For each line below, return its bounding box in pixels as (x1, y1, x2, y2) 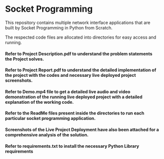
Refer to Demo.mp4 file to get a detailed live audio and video (5, 89, 131, 94)
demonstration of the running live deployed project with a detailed (5, 94, 143, 100)
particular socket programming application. (5, 115, 96, 121)
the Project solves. (5, 56, 44, 62)
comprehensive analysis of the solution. (5, 132, 89, 137)
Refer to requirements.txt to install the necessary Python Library (5, 143, 140, 149)
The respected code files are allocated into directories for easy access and (5, 34, 157, 40)
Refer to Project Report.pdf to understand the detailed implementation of (5, 67, 157, 73)
